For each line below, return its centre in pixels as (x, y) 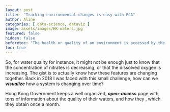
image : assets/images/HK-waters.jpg (44, 29)
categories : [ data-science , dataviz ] (48, 24)
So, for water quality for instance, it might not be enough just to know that (83, 62)
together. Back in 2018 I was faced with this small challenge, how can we (82, 78)
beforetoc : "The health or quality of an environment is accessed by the (85, 43)
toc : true (16, 48)
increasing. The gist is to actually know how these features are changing (81, 73)
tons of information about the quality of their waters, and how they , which (83, 99)
